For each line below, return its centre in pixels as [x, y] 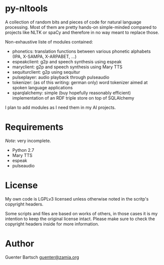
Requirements [34, 127]
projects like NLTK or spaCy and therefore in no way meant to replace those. [82, 32]
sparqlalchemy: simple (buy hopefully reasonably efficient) [71, 93]
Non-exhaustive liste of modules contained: [49, 41]
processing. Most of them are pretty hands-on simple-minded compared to [81, 27]
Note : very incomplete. [28, 141]
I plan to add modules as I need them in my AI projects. [60, 107]
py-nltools [26, 9]
